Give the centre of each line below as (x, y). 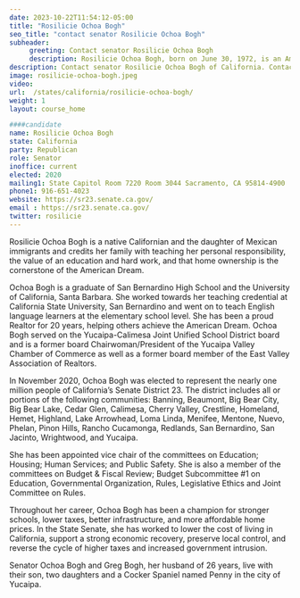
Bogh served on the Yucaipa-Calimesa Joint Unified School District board (144, 335)
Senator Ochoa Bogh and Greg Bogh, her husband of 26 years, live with (142, 565)
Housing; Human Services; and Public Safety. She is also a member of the (145, 464)
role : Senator (36, 158)
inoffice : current (43, 166)
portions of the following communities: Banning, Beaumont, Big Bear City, (144, 399)
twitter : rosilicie (46, 216)
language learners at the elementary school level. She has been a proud (142, 316)
